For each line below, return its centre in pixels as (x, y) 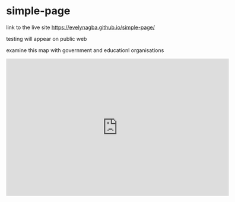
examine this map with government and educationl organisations (85, 50)
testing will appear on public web (47, 39)
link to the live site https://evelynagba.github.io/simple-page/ (81, 27)
